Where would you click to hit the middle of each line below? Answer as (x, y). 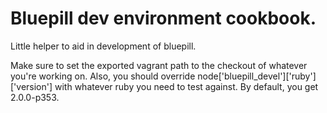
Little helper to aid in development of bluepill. (103, 46)
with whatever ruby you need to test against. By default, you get (186, 86)
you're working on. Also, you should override (103, 76)
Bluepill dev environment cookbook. (163, 18)
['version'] (31, 86)
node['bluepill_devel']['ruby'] (257, 76)
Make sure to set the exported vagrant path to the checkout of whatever (159, 65)
